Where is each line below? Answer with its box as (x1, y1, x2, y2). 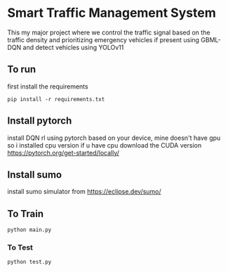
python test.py (7, 259, 52, 266)
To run (7, 63, 36, 75)
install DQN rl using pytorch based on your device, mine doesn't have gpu (7, 134, 221, 142)
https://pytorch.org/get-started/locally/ (7, 148, 120, 157)
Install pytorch (7, 115, 72, 127)
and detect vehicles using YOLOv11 (22, 43, 124, 51)
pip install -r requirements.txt (7, 96, 105, 103)
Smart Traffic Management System (7, 5, 216, 21)
